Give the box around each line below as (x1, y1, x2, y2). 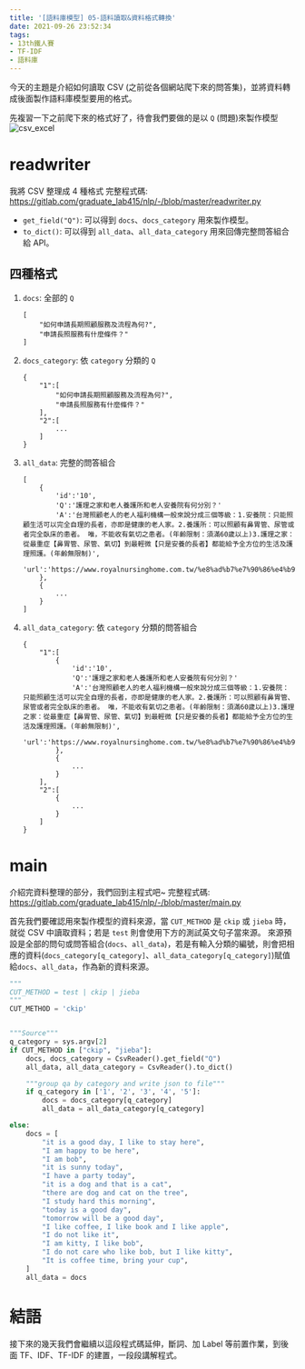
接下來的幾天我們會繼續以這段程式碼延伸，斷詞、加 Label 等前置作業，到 (9, 1338, 281, 1349)
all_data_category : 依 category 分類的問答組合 (22, 622, 198, 633)
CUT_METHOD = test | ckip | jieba (9, 987, 141, 996)
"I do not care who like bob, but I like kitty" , (42, 1247, 233, 1257)
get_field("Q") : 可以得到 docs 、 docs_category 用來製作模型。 (22, 215, 254, 225)
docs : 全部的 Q (22, 292, 74, 303)
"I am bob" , (42, 1154, 88, 1164)
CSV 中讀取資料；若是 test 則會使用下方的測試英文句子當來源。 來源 (26, 926, 284, 937)
